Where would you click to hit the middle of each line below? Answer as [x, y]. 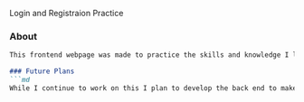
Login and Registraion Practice [66, 13]
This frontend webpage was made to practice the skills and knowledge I [149, 55]
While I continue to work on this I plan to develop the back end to [143, 88]
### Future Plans [42, 71]
